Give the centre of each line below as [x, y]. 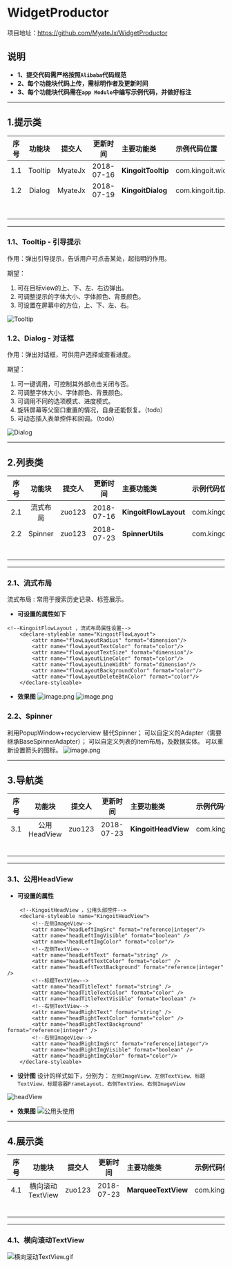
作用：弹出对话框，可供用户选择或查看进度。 [71, 355]
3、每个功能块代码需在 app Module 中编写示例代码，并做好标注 [104, 92]
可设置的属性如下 [41, 614]
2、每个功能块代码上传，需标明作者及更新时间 [83, 83]
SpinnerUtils [143, 533]
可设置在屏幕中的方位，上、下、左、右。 [75, 305]
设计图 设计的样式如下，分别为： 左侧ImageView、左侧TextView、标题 [111, 1075]
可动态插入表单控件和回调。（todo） [68, 419]
